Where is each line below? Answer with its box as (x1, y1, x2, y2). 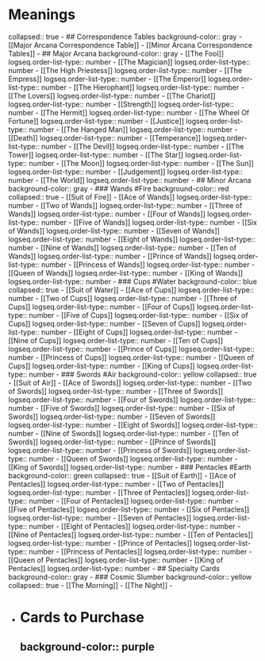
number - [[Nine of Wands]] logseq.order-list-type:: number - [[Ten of (8, 242, 236, 252)
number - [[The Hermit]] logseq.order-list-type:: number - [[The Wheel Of (8, 107, 250, 117)
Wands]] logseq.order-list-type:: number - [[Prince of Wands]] (8, 251, 212, 261)
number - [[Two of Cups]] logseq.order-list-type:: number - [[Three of (8, 293, 237, 303)
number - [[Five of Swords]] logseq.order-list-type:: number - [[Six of (8, 403, 236, 412)
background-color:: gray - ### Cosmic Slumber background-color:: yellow (8, 572, 252, 582)
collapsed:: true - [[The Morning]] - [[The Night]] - (8, 580, 173, 589)
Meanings (8, 6, 76, 24)
